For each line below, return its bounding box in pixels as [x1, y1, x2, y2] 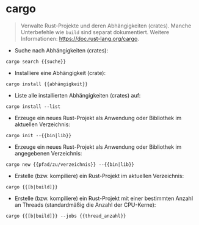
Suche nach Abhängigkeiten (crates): [14, 46, 108, 54]
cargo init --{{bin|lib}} [5, 132, 71, 138]
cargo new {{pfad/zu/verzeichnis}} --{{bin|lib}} [5, 161, 135, 168]
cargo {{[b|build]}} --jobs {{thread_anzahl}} [5, 213, 126, 219]
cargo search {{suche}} [5, 59, 67, 65]
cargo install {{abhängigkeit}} [5, 81, 88, 87]
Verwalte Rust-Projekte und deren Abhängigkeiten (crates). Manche [20, 22, 192, 29]
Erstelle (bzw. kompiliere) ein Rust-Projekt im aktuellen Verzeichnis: [14, 172, 184, 179]
